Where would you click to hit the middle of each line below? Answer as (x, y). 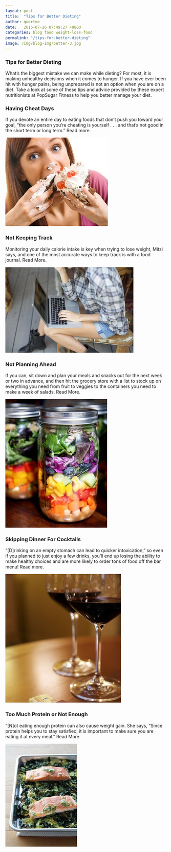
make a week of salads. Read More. (43, 392)
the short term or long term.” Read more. (48, 131)
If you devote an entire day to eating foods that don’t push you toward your (84, 120)
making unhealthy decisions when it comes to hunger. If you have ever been (86, 79)
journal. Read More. (26, 260)
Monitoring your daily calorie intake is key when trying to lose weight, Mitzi (84, 249)
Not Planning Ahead (31, 364)
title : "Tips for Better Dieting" (43, 16)
